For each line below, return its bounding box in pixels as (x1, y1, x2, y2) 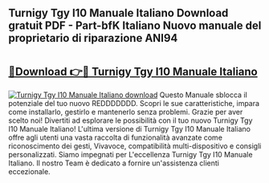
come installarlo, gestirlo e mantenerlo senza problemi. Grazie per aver (8, 108, 243, 116)
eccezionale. (8, 167, 51, 176)
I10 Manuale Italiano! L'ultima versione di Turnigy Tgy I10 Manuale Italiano (8, 124, 251, 133)
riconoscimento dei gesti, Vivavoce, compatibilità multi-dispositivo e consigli (8, 141, 262, 151)
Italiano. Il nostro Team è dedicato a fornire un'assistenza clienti (8, 158, 219, 168)
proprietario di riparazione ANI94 (8, 31, 178, 45)
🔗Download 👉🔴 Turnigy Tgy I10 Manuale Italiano (8, 64, 259, 79)
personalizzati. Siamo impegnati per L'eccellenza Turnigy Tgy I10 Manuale (8, 150, 253, 159)
